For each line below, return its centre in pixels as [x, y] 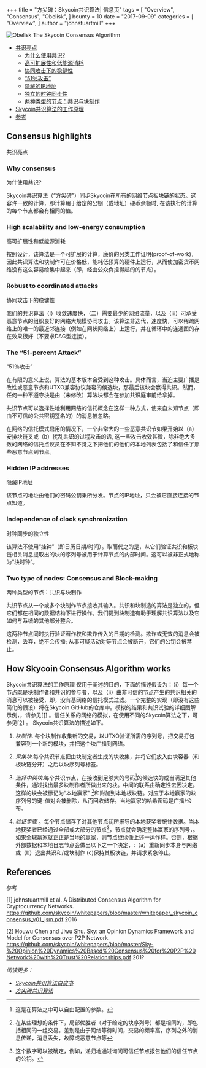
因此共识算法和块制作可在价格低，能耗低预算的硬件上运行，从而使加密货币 [100, 262]
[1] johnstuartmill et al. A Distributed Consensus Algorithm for [84, 900]
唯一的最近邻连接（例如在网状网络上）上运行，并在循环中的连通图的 [108, 329]
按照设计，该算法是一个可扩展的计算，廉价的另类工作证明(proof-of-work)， [102, 254]
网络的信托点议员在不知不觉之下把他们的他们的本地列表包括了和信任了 [105, 444]
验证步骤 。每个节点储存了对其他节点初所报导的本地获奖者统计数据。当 [105, 822]
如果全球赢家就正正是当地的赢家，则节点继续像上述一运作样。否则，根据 [106, 837]
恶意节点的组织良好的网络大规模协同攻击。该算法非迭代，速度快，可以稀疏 [100, 321]
